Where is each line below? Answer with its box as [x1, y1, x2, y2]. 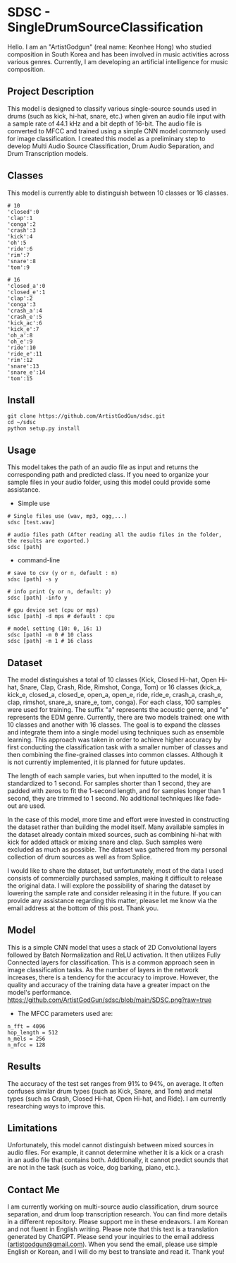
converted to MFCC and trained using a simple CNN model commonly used [7, 126, 226, 135]
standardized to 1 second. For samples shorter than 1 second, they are [7, 779, 211, 787]
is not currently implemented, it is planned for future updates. [7, 758, 185, 766]
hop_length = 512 [7, 1029, 58, 1036]
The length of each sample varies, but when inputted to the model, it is [7, 772, 213, 780]
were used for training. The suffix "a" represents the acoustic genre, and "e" [7, 706, 229, 713]
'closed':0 [7, 208, 39, 215]
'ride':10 [7, 344, 37, 351]
